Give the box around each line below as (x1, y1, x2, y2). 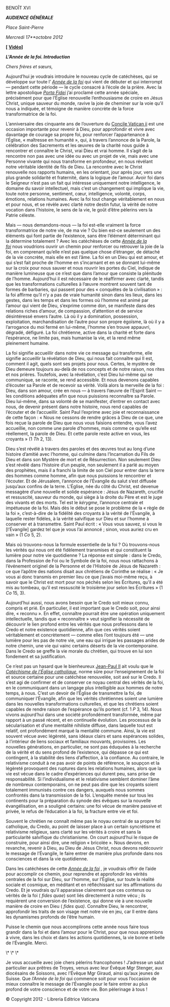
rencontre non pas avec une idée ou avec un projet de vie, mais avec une (6, 153, 158, 159)
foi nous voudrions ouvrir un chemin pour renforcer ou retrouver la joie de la (6, 243, 164, 249)
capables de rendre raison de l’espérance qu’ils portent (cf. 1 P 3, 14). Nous (6, 706, 162, 712)
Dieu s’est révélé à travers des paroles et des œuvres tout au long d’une (6, 446, 155, 452)
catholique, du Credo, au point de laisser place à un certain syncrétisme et (6, 823, 161, 829)
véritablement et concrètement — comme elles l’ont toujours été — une (6, 632, 154, 638)
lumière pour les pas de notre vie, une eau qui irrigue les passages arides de (6, 637, 165, 643)
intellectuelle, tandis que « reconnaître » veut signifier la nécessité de (6, 616, 150, 622)
